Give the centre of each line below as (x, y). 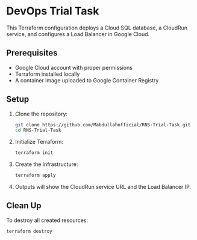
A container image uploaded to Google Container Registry (87, 80)
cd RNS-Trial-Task (38, 131)
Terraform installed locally (47, 74)
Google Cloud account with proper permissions (73, 67)
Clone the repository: (41, 114)
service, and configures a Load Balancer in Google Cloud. (78, 34)
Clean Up (24, 206)
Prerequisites (32, 53)
